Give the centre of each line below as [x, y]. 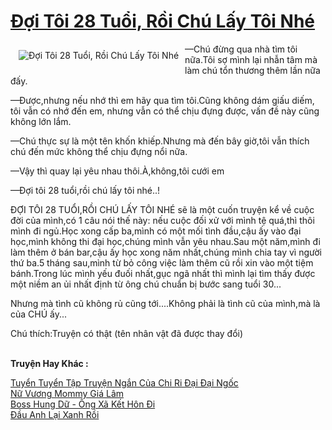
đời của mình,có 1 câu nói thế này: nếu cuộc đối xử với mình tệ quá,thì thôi [162, 220]
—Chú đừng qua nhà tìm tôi [241, 49]
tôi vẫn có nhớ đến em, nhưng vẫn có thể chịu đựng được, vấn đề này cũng [165, 111]
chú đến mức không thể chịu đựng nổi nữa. [99, 151]
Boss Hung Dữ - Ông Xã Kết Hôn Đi [83, 404]
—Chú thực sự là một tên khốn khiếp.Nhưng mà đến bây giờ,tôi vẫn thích [160, 141]
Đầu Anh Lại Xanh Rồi [55, 414]
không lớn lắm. [41, 121]
